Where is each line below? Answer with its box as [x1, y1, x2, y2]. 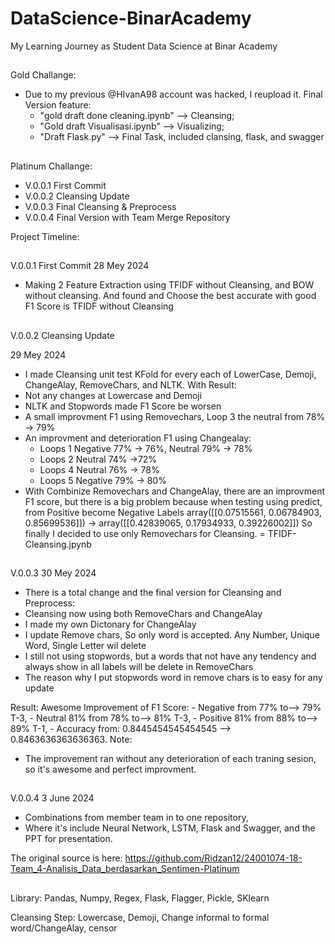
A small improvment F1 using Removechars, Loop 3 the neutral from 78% [24, 410, 326, 422]
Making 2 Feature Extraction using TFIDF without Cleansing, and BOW [24, 279, 315, 291]
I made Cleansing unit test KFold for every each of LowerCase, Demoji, [24, 368, 317, 380]
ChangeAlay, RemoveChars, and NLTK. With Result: [24, 378, 237, 391]
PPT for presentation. [24, 833, 113, 845]
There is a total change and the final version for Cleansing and [24, 586, 282, 598]
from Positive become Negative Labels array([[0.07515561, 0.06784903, [24, 506, 322, 518]
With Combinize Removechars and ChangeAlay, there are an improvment [24, 485, 326, 497]
